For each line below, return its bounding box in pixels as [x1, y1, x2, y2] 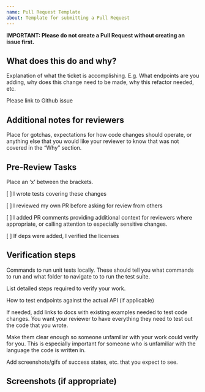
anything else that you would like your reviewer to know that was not [6, 137, 179, 145]
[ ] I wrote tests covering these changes [6, 190, 107, 197]
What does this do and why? [6, 56, 117, 66]
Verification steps [6, 250, 76, 261]
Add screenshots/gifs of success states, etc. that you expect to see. [6, 358, 179, 366]
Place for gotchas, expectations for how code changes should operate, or [6, 131, 192, 139]
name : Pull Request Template [6, 9, 81, 15]
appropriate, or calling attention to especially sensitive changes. [6, 220, 168, 228]
